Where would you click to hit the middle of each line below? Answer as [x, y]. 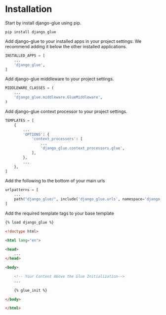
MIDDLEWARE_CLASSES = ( [30, 88]
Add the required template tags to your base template [60, 213]
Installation [29, 9]
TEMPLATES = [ [20, 120]
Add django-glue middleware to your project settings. [60, 79]
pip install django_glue [31, 32]
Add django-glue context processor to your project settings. [66, 111]
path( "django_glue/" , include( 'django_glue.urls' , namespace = [79, 199]
